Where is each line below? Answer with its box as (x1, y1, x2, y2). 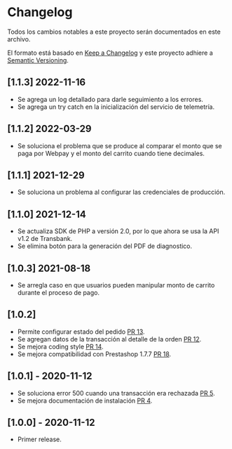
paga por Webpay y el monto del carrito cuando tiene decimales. (17, 149, 205, 157)
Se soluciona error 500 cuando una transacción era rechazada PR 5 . (17, 389, 215, 397)
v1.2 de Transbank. (17, 235, 73, 243)
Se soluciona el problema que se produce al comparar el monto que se (17, 141, 222, 150)
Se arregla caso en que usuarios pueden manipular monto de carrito (17, 281, 215, 289)
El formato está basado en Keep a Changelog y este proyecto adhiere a (7, 48, 214, 57)
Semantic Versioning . (7, 56, 69, 64)
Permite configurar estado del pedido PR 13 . (17, 327, 145, 336)
